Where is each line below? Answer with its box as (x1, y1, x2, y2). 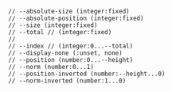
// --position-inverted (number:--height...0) (8, 70, 166, 78)
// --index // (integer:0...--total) (8, 42, 134, 50)
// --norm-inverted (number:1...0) (8, 77, 127, 85)
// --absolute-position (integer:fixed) (8, 14, 144, 22)
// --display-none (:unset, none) (8, 49, 123, 57)
